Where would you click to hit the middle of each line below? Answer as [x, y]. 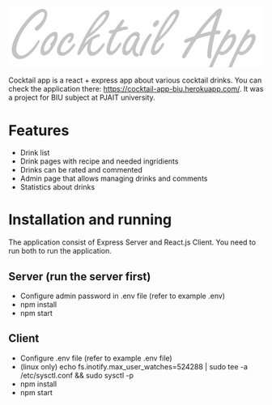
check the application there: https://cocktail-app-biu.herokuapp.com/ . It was [136, 89]
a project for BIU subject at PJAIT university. [82, 98]
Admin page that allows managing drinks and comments [114, 179]
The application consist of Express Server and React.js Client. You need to [132, 242]
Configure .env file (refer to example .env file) [96, 358]
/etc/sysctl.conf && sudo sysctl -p [77, 375]
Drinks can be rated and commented [81, 170]
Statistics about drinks [57, 187]
